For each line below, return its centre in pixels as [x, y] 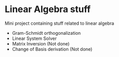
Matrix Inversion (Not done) [41, 43]
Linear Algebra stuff [48, 9]
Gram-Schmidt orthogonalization [46, 33]
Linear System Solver [34, 38]
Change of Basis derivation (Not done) [52, 49]
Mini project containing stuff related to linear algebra [59, 23]
